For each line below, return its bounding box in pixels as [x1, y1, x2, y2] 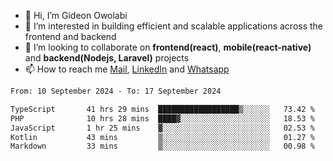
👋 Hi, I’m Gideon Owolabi [24, 10, 128, 21]
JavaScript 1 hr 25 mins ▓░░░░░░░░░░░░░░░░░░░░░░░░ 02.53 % [10, 123, 315, 133]
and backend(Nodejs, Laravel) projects [24, 52, 190, 64]
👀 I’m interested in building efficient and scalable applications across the [24, 20, 324, 32]
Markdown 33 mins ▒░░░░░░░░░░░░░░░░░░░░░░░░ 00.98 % [10, 141, 315, 152]
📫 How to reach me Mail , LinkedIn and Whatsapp [24, 63, 230, 75]
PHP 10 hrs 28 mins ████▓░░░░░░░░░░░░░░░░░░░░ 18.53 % [10, 113, 315, 124]
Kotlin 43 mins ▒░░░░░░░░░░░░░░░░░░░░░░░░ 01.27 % [10, 132, 315, 142]
